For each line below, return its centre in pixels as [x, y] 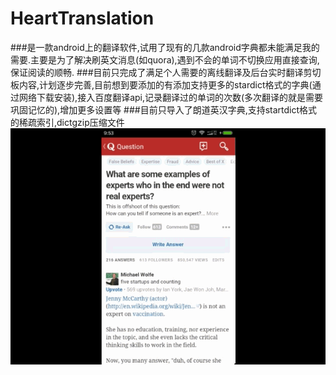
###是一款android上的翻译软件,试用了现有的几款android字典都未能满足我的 [165, 47]
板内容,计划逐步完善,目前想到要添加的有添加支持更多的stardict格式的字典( [161, 84]
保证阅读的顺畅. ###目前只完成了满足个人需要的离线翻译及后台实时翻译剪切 [166, 72]
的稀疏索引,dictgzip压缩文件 [67, 122]
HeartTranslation [82, 18]
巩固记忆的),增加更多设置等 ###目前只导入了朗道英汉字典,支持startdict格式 [164, 109]
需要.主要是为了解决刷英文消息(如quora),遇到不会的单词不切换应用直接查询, [165, 59]
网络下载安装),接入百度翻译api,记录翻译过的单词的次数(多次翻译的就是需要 [171, 97]
